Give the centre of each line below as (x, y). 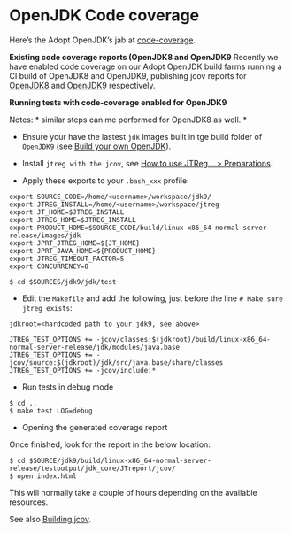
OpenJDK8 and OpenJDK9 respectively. (83, 85)
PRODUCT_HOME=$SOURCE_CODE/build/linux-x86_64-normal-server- (154, 228)
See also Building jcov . (50, 519)
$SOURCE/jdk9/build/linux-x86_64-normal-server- (120, 460)
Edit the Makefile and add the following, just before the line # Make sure (152, 298)
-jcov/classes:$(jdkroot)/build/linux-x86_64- (184, 339)
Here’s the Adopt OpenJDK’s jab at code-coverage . (103, 40)
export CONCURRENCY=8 (49, 266)
